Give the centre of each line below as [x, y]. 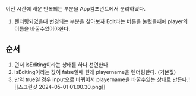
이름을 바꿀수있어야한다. [42, 29]
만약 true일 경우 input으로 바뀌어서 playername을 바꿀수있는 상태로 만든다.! [102, 79]
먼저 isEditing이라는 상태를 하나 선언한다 [61, 65]
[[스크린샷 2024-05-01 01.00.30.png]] [60, 87]
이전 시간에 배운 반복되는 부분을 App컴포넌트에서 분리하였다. [76, 9]
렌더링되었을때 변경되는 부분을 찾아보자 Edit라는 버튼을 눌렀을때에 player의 [101, 21]
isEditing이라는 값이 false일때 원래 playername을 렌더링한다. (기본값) [95, 72]
